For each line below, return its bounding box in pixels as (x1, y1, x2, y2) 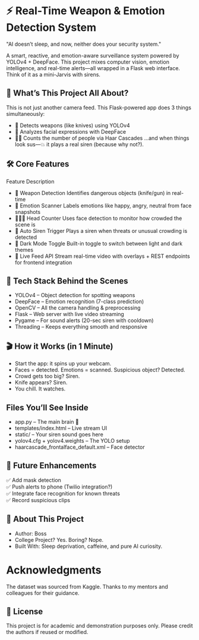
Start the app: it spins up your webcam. (14, 360, 112, 367)
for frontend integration (14, 258, 72, 266)
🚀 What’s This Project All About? (6, 88, 129, 98)
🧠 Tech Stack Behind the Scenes (6, 276, 129, 286)
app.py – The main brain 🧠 (14, 418, 79, 425)
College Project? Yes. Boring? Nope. (14, 536, 104, 543)
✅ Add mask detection (6, 476, 61, 484)
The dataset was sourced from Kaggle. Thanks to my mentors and (6, 583, 168, 590)
